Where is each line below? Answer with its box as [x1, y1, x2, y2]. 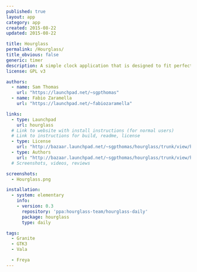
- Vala [11, 247, 28, 253]
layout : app [6, 14, 35, 20]
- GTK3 [11, 241, 28, 247]
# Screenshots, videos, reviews [11, 160, 91, 166]
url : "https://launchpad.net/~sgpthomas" [16, 90, 119, 96]
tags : [6, 230, 19, 236]
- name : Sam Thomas [11, 84, 59, 90]
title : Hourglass [6, 41, 49, 47]
